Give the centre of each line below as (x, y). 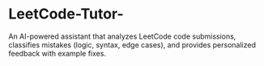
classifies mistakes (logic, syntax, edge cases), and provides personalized (132, 44)
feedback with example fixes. (57, 53)
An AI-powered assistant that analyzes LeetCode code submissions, (122, 36)
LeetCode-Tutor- (66, 14)
